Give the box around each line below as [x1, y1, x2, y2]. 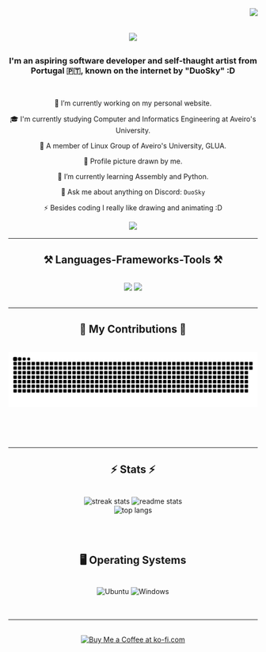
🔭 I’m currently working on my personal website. [54, 98, 212, 108]
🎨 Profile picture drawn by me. [83, 156, 183, 166]
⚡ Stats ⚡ [110, 463, 156, 477]
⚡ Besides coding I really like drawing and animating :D [43, 203, 223, 213]
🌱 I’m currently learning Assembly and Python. [57, 172, 209, 182]
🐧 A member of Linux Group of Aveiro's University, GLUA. [39, 141, 227, 151]
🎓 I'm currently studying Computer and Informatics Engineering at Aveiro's [9, 114, 256, 124]
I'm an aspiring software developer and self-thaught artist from [9, 56, 257, 67]
